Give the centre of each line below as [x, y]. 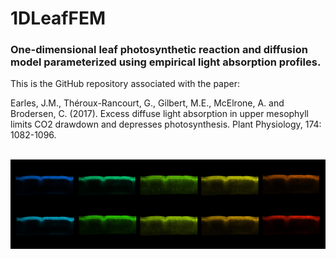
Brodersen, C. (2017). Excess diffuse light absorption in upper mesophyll [159, 114]
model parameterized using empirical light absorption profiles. [166, 62]
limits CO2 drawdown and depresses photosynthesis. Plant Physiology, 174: [166, 124]
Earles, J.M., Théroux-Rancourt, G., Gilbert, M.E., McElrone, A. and [147, 103]
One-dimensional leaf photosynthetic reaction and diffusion [159, 50]
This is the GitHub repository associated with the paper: [125, 84]
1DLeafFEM [58, 18]
